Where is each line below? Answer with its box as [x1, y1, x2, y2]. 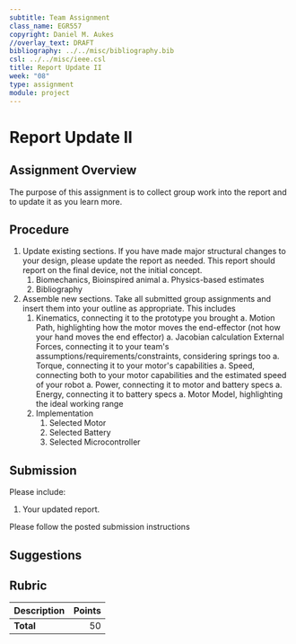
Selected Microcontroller [48, 437, 141, 447]
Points [73, 604, 101, 617]
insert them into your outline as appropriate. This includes [22, 303, 236, 314]
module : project [9, 88, 70, 97]
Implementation [35, 408, 94, 419]
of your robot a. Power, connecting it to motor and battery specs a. [35, 379, 283, 391]
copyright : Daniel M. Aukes [9, 30, 115, 39]
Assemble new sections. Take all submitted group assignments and [22, 294, 272, 304]
